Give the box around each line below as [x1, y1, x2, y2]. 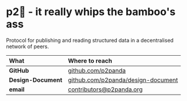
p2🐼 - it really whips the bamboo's [6, 5, 176, 19]
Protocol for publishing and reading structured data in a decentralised [6, 37, 174, 44]
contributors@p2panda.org [68, 85, 143, 93]
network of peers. [6, 43, 50, 50]
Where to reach [68, 56, 112, 64]
